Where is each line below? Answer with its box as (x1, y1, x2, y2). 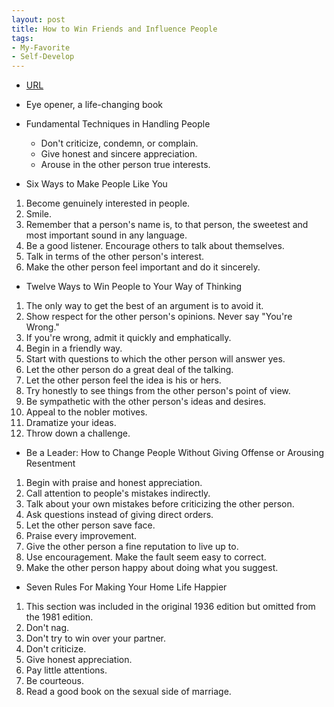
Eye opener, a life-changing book (25, 99, 164, 111)
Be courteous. (25, 675, 84, 687)
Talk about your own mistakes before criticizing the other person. (25, 498, 295, 510)
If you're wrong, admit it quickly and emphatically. (25, 332, 232, 344)
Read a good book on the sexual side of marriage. (25, 686, 232, 698)
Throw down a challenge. (25, 427, 131, 440)
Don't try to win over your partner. (25, 632, 167, 645)
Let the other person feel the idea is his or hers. (25, 374, 222, 386)
